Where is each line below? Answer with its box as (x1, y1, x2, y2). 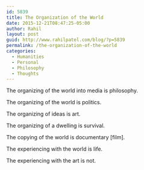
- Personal (11, 59, 39, 65)
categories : (6, 48, 36, 54)
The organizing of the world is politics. (6, 99, 102, 106)
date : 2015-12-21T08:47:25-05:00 (6, 20, 90, 26)
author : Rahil (6, 25, 42, 32)
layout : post (6, 31, 39, 37)
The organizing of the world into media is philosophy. (6, 87, 139, 94)
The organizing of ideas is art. (6, 110, 81, 118)
